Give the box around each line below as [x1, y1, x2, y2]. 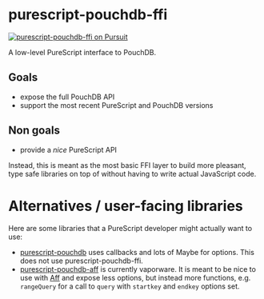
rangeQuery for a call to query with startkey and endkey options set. [19, 281, 240, 291]
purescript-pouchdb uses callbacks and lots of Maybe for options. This [19, 247, 254, 257]
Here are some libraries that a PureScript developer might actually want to [8, 223, 253, 233]
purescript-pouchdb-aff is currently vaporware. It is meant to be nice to [19, 264, 256, 273]
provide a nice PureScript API [19, 145, 118, 154]
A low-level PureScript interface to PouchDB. [8, 47, 157, 57]
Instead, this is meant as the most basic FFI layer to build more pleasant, [8, 160, 246, 169]
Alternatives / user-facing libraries [8, 197, 243, 215]
